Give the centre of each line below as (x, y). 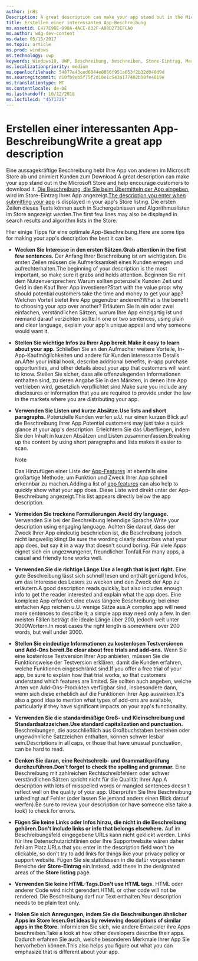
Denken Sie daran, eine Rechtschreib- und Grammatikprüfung (92, 760)
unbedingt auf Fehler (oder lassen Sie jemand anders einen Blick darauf (102, 798)
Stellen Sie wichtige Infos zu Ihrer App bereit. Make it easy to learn (97, 343)
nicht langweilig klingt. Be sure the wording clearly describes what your (100, 539)
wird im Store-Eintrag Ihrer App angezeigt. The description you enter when (96, 195)
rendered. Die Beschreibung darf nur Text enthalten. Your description (98, 896)
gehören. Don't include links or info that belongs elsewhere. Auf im (98, 828)
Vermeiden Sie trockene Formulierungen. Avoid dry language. (92, 514)
